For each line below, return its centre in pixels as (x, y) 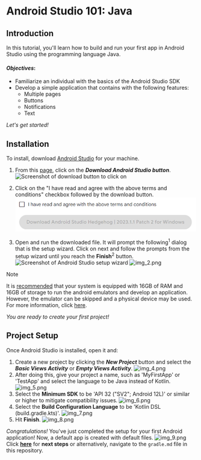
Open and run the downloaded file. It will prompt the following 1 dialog (101, 242)
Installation (28, 144)
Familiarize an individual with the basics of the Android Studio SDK (97, 81)
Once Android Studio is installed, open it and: (62, 350)
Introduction (30, 33)
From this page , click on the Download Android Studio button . (93, 170)
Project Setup (32, 336)
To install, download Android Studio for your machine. (73, 158)
